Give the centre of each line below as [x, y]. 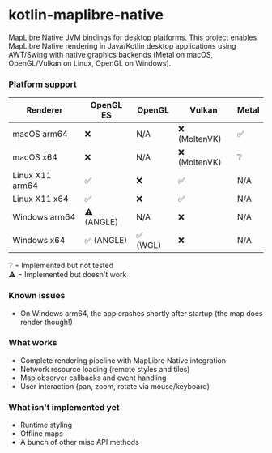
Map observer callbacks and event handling [93, 378]
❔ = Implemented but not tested [61, 266]
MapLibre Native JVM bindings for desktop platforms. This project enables [133, 37]
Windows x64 [39, 241]
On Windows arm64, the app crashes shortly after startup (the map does [141, 313]
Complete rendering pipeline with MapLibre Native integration [123, 360]
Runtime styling [46, 425]
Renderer [45, 110]
